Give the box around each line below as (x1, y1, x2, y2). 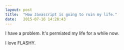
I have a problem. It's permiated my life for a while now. (5, 30, 119, 36)
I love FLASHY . (5, 40, 36, 46)
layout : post (5, 7, 32, 12)
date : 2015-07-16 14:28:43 (5, 16, 66, 21)
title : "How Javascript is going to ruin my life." (5, 12, 117, 17)
